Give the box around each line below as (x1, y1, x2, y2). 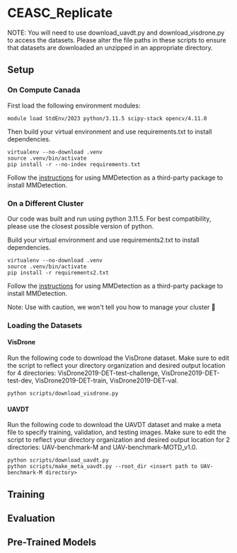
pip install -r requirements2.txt (7, 269, 110, 276)
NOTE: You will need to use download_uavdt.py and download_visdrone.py (7, 28, 225, 37)
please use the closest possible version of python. (7, 221, 154, 231)
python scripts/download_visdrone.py (7, 390, 119, 397)
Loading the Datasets (7, 320, 83, 330)
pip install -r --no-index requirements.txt (7, 161, 141, 168)
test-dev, (7, 376, 34, 385)
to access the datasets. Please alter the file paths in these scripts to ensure (7, 35, 226, 44)
